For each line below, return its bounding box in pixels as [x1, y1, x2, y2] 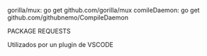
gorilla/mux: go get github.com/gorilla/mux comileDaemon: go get [7, 6, 200, 14]
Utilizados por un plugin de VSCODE [7, 41, 113, 48]
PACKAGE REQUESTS [7, 27, 71, 35]
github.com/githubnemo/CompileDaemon [7, 13, 129, 22]
